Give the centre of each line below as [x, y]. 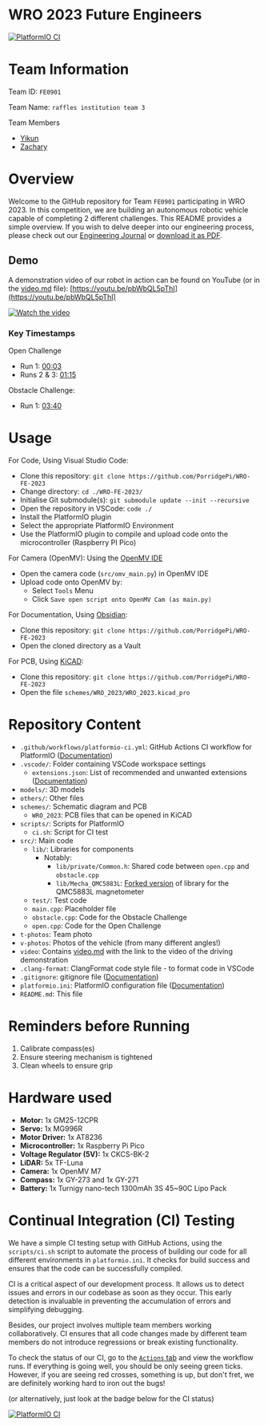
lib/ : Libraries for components [83, 849]
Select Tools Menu [62, 590]
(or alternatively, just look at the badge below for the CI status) [111, 1398]
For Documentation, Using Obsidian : [68, 614]
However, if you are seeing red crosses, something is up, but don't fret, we [131, 1374]
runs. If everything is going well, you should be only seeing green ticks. [126, 1366]
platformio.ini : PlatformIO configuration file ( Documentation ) [122, 985]
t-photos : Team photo [56, 934]
